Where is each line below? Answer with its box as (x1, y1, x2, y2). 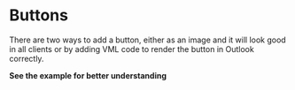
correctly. (9, 53, 44, 64)
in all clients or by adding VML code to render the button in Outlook (9, 43, 254, 54)
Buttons (9, 5, 69, 26)
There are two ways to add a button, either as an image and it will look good (9, 34, 286, 45)
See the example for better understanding (9, 70, 167, 80)
